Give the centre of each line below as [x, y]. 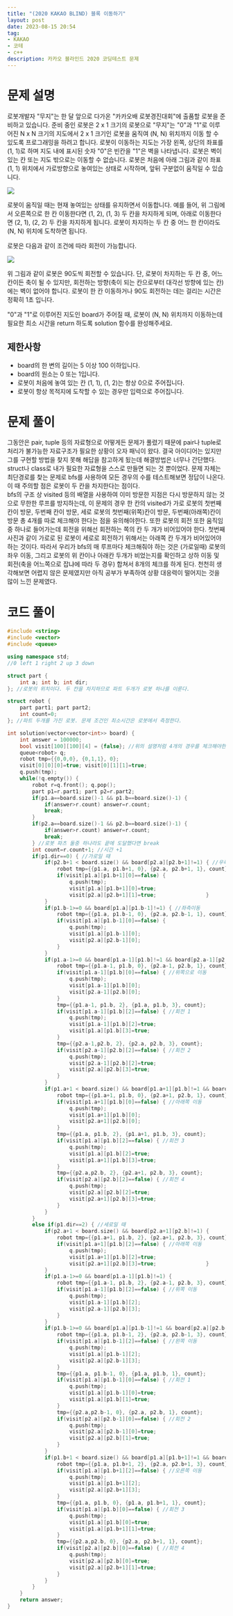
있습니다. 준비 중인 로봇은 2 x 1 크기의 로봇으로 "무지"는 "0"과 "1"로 [116, 125]
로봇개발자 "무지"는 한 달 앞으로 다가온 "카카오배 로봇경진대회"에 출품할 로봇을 [113, 116]
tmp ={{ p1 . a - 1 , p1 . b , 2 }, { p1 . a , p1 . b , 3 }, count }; [131, 1005]
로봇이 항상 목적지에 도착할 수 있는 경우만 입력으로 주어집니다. [101, 391]
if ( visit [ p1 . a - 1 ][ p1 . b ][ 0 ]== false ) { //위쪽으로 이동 [131, 973]
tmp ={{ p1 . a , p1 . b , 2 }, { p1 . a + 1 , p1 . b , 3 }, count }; [131, 1135]
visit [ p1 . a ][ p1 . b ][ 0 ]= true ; [110, 1522]
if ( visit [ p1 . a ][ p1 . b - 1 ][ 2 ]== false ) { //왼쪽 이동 [127, 1341]
